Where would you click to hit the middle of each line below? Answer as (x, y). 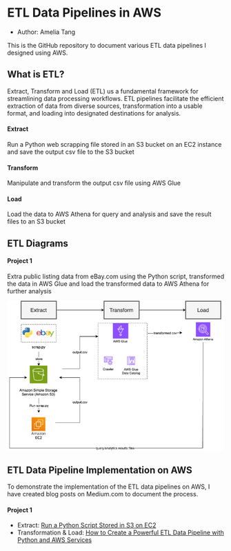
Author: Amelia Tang (46, 32)
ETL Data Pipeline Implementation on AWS (100, 470)
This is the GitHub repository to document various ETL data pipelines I (107, 45)
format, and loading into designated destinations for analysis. (94, 113)
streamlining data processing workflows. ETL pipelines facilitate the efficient (115, 98)
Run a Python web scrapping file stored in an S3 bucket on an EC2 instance (114, 144)
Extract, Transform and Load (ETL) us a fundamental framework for (103, 91)
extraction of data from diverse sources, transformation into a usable (105, 106)
